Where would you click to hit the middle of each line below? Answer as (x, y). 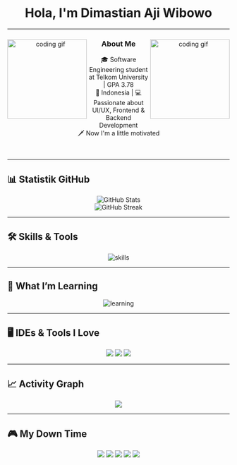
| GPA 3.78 (119, 85)
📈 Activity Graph (46, 384)
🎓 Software (119, 60)
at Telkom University (119, 77)
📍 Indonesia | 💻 (119, 92)
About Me (119, 44)
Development (119, 126)
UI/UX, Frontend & (119, 110)
